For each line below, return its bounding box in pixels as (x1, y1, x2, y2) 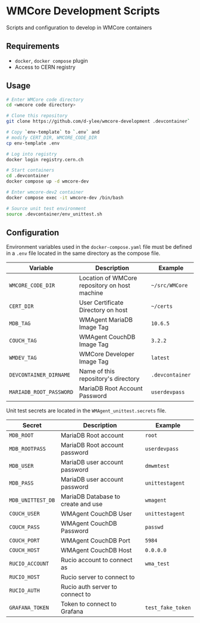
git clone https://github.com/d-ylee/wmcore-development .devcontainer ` (6, 118, 190, 125)
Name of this (79, 367, 115, 375)
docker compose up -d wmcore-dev (6, 178, 89, 184)
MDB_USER (9, 462, 34, 470)
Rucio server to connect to (60, 573, 135, 581)
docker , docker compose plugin (14, 57, 88, 64)
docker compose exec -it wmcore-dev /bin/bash (6, 195, 124, 201)
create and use (60, 500, 103, 508)
